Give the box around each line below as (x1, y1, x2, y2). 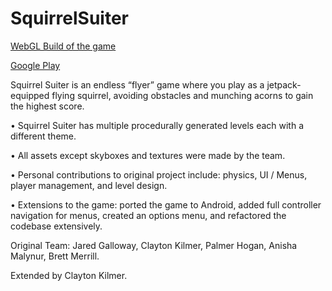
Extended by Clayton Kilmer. (10, 269, 128, 281)
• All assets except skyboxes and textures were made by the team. (10, 149, 286, 161)
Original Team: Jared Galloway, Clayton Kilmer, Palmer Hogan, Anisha (10, 239, 298, 251)
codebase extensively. (10, 220, 103, 232)
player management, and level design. (10, 179, 168, 191)
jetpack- (266, 78, 302, 91)
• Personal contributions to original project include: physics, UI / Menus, (10, 168, 308, 181)
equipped (10, 89, 50, 101)
